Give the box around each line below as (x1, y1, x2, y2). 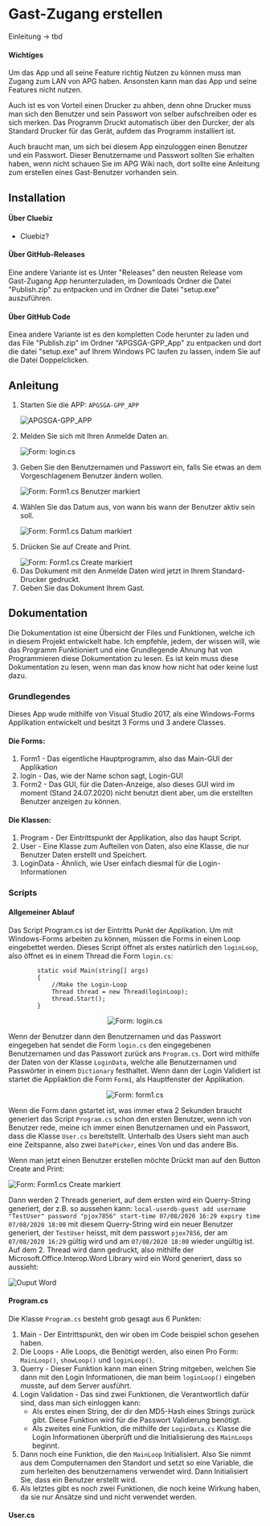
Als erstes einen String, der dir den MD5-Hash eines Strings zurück (31, 1406, 256, 1416)
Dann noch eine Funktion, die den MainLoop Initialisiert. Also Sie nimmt (19, 1449, 252, 1458)
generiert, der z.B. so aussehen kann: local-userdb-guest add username (8, 1203, 247, 1213)
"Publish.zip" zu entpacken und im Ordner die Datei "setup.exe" (8, 284, 219, 294)
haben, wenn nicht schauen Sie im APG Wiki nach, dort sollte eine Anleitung (8, 159, 260, 169)
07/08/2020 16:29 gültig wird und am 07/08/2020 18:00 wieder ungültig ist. (8, 1236, 255, 1246)
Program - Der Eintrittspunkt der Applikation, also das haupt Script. (19, 833, 243, 842)
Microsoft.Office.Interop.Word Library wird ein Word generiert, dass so (8, 1253, 243, 1263)
